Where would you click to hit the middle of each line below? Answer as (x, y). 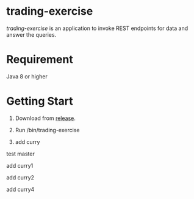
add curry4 (20, 189)
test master (20, 154)
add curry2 (20, 177)
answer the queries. (31, 34)
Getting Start (40, 101)
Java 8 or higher (27, 76)
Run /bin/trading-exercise (47, 130)
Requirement (40, 60)
